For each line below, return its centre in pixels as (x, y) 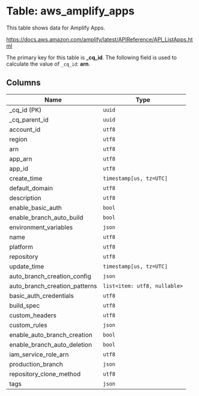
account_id (25, 129)
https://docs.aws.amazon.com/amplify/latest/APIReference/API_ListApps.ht (100, 39)
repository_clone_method (45, 374)
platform (21, 247)
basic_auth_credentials (41, 295)
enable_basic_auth (35, 208)
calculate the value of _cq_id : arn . (48, 64)
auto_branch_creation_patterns (53, 286)
